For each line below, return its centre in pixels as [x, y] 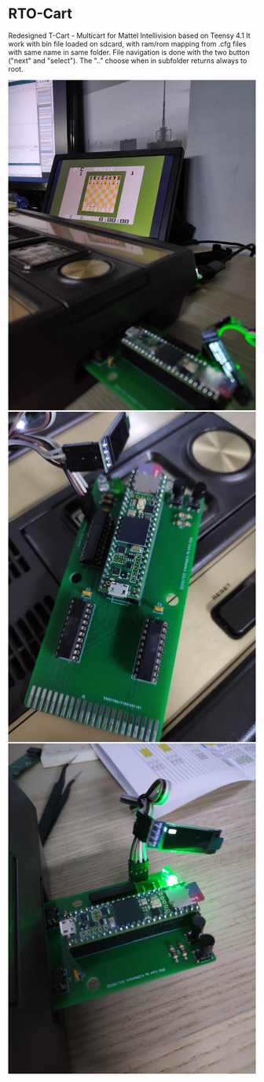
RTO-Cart [40, 14]
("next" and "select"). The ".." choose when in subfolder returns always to [128, 61]
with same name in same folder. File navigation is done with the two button [129, 52]
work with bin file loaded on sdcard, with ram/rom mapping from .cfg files [127, 43]
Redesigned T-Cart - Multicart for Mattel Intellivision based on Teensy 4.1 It [129, 35]
